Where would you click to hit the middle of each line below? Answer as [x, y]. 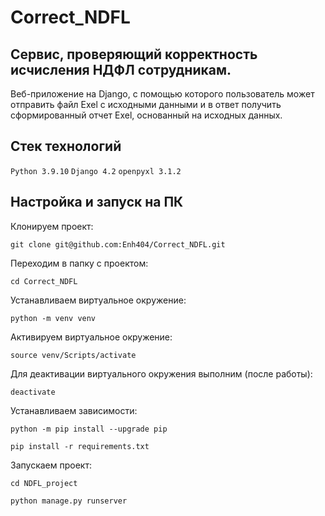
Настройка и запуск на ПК [97, 202]
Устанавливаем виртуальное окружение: [98, 300]
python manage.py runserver [69, 501]
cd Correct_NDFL [44, 281]
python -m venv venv [53, 318]
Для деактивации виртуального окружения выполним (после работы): [161, 373]
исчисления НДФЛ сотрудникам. [121, 69]
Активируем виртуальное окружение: [91, 337]
